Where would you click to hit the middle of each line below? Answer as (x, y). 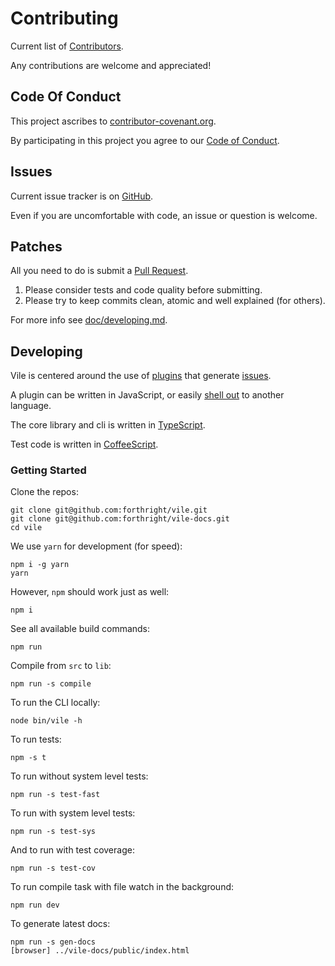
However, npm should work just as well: (90, 592)
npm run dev (35, 905)
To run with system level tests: (73, 813)
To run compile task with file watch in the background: (122, 887)
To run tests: (36, 739)
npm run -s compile (51, 684)
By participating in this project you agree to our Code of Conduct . (145, 140)
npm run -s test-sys (53, 832)
